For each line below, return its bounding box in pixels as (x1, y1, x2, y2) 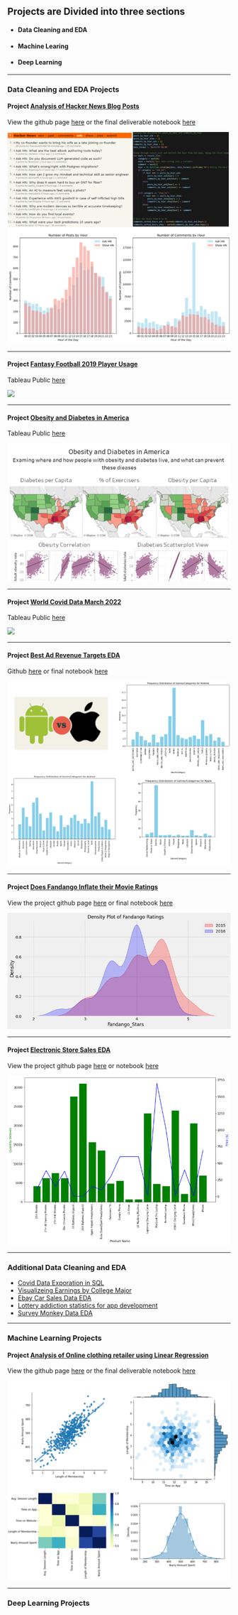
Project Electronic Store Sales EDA (7, 1045, 111, 1054)
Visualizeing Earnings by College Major (17, 1285, 132, 1295)
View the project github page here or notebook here (7, 1061, 159, 1070)
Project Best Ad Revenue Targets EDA (7, 651, 120, 659)
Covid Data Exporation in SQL (17, 1278, 105, 1287)
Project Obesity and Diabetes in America (7, 413, 130, 422)
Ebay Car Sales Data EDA (17, 1293, 92, 1302)
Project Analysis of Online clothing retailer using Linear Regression (7, 1351, 209, 1359)
